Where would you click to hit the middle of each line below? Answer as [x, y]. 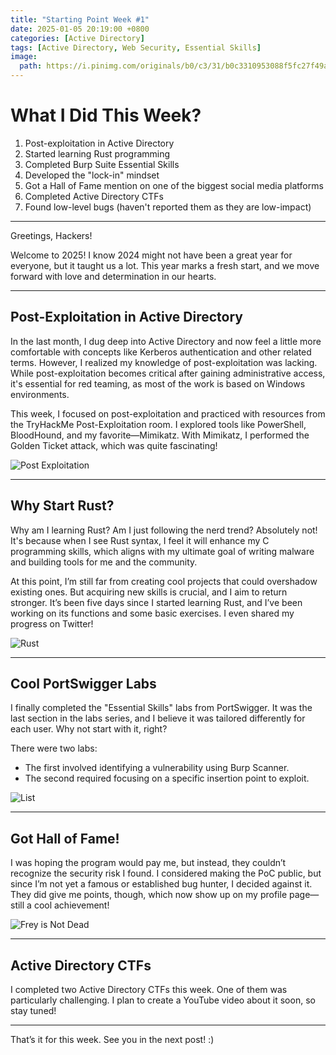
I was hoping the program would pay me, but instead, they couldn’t [148, 863]
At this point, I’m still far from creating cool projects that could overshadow [164, 581]
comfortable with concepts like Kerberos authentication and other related [161, 352]
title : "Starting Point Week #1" [80, 19]
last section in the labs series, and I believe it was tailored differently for [158, 718]
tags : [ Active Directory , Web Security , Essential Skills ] [136, 47]
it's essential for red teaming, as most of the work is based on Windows [158, 383]
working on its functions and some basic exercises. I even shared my [152, 613]
